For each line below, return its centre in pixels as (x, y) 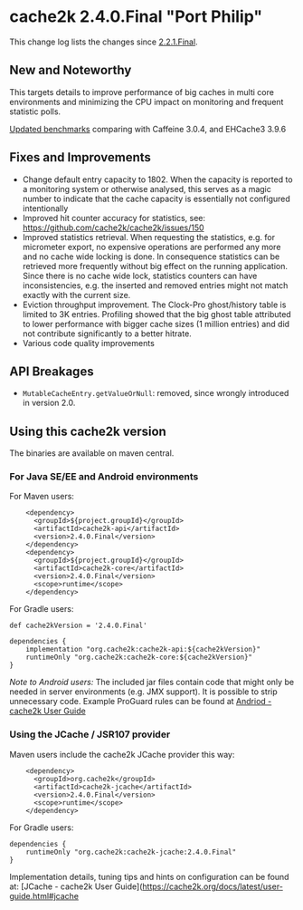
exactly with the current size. (76, 295)
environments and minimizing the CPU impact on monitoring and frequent (147, 102)
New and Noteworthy (71, 70)
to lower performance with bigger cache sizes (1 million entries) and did (156, 324)
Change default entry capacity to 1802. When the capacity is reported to (157, 179)
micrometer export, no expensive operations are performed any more (151, 247)
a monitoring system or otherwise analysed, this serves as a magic (147, 189)
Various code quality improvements (89, 343)
